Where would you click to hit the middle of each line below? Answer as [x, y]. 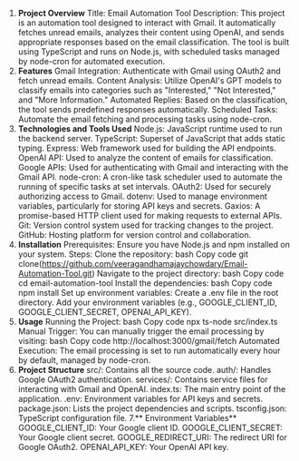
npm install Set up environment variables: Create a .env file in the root [148, 293]
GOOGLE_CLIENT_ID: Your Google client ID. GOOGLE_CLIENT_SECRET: [150, 427]
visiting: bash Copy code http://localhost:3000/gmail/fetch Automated [149, 341]
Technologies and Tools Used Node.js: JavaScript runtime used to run [150, 129]
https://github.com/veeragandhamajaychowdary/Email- [145, 264]
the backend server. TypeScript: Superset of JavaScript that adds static [151, 138]
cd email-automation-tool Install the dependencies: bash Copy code [145, 283]
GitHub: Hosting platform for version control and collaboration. [135, 235]
